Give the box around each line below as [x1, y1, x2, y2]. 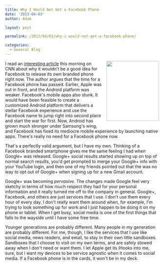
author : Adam [5, 16, 32, 21]
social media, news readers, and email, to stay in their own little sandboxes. [5, 234, 157, 240]
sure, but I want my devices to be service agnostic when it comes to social [5, 250, 155, 256]
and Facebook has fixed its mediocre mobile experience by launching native [5, 128, 158, 134]
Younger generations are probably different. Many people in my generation [5, 224, 156, 230]
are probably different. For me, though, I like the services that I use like [5, 229, 147, 235]
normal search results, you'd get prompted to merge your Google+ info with [5, 158, 158, 164]
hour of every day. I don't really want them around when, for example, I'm [5, 199, 153, 205]
